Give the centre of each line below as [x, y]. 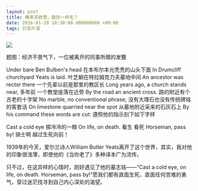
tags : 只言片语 [23, 28]
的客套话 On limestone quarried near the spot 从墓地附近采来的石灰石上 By [98, 107]
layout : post [22, 12]
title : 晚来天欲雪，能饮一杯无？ [42, 17]
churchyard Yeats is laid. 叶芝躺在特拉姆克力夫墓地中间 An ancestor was [95, 77]
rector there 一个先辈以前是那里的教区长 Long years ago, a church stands [96, 84]
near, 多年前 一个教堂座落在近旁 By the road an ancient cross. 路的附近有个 [98, 92]
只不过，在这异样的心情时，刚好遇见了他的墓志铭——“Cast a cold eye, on [96, 167]
